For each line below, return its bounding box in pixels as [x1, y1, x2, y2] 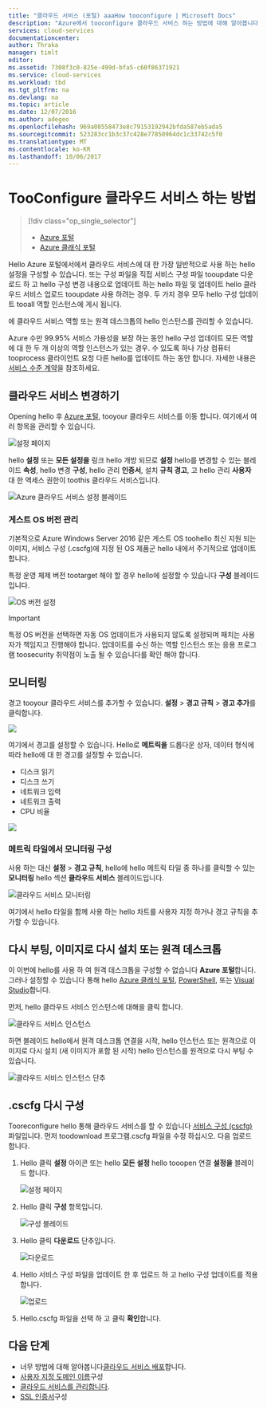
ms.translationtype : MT [8, 137, 88, 146]
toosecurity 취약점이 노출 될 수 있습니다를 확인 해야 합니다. [16, 650, 201, 659]
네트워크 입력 [19, 787, 61, 797]
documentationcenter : [8, 33, 80, 42]
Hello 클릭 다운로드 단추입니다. [19, 1236, 116, 1246]
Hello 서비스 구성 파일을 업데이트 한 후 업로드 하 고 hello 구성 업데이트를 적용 [19, 1269, 258, 1280]
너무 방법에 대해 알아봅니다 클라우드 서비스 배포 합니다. [19, 1361, 187, 1372]
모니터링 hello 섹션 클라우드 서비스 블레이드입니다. [8, 873, 165, 883]
